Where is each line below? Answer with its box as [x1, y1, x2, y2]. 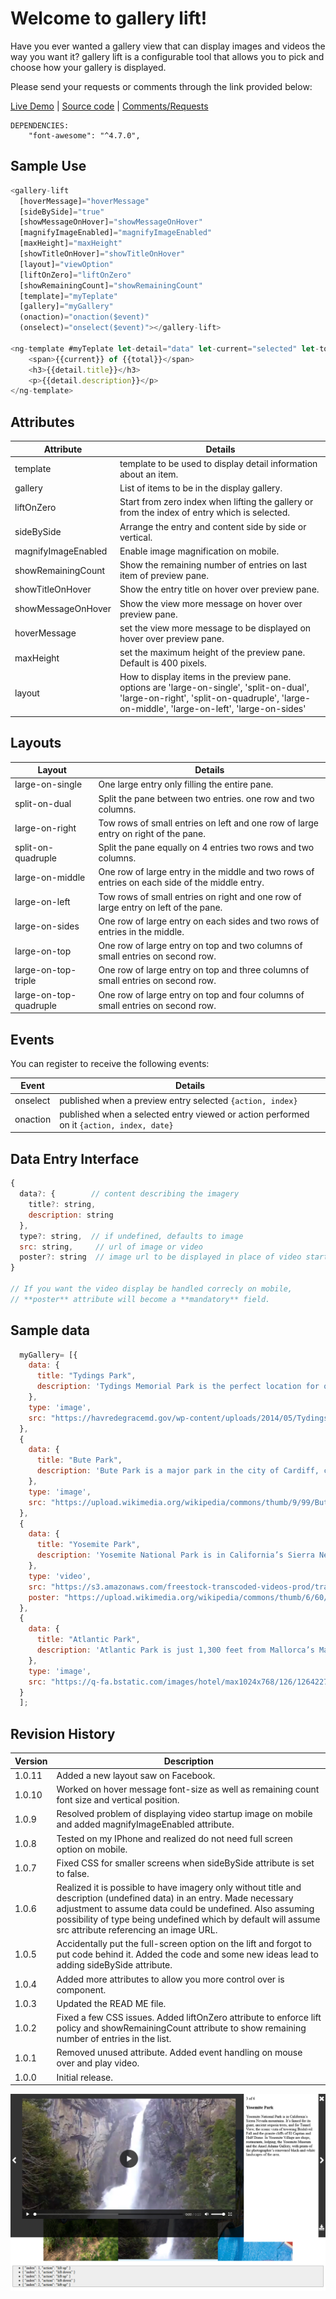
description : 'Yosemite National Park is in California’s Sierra [36, 1550, 315, 1561]
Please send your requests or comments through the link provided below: [10, 80, 313, 92]
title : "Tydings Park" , [36, 1371, 137, 1381]
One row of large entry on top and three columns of [98, 964, 310, 976]
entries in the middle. [98, 925, 185, 937]
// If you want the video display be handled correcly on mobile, [10, 1284, 293, 1294]
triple [14, 975, 37, 987]
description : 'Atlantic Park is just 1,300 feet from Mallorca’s [36, 1645, 315, 1656]
